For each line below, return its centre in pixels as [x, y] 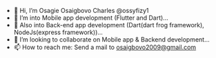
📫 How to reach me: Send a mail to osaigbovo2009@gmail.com [105, 47]
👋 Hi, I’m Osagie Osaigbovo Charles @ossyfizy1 [81, 11]
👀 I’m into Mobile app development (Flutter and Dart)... [91, 18]
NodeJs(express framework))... [58, 32]
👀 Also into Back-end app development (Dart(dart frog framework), [109, 25]
